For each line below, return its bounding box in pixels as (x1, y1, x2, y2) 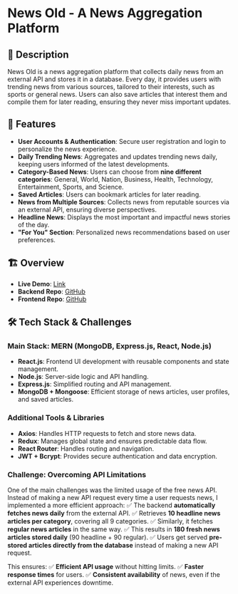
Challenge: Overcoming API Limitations (7, 469, 147, 479)
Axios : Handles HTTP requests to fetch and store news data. (17, 429, 197, 437)
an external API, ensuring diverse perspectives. (17, 205, 157, 214)
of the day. (17, 220, 50, 229)
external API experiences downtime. (7, 578, 114, 587)
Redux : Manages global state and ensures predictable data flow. (17, 437, 207, 445)
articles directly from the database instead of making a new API (28, 541, 219, 549)
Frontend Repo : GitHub (17, 294, 87, 303)
